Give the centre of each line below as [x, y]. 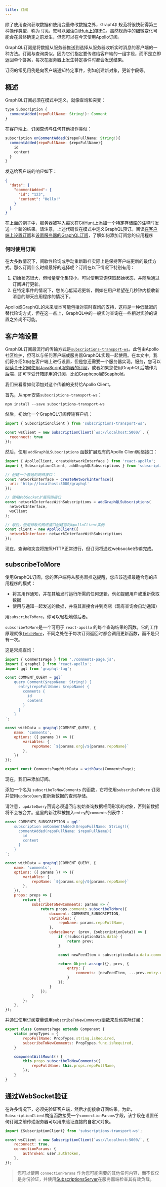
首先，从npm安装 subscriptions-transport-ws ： [54, 395]
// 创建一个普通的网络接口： [31, 475]
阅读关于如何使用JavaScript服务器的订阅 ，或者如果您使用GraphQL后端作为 [82, 368]
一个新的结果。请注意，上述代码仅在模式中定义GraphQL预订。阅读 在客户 [83, 229]
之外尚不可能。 [24, 319]
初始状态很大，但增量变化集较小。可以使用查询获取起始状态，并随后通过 [86, 278]
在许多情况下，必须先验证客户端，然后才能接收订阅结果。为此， [70, 1109]
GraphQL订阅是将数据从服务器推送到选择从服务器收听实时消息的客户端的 [79, 47]
